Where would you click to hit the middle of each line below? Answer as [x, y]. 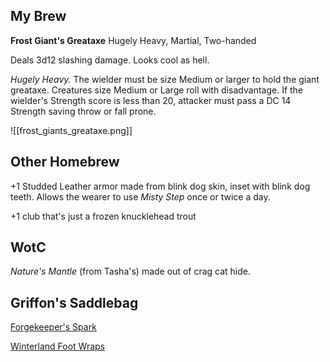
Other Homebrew [65, 162]
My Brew [38, 16]
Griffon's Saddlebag [74, 302]
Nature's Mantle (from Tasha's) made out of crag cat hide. [130, 271]
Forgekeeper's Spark [53, 327]
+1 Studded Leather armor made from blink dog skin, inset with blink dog [160, 186]
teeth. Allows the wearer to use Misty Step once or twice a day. [140, 196]
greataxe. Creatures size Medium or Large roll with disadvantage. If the [157, 90]
